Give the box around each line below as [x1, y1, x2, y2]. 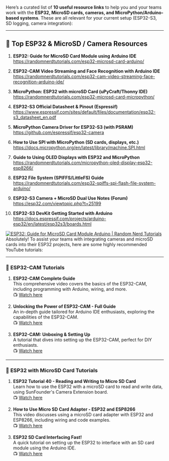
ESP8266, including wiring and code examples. [13, 417, 111, 423]
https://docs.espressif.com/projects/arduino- [13, 215, 107, 221]
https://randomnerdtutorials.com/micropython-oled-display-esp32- [13, 160, 152, 166]
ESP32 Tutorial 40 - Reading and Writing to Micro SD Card [13, 378, 136, 385]
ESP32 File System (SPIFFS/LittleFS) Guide [13, 175, 104, 181]
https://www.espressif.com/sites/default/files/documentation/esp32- [13, 109, 156, 115]
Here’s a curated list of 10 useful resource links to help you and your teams [6, 5, 162, 10]
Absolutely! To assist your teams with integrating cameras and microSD [6, 236, 153, 242]
